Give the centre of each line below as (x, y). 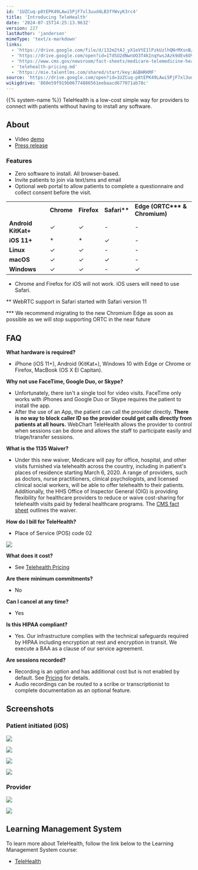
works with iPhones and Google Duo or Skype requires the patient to (98, 399)
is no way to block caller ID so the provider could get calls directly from (103, 418)
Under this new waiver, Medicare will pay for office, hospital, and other (100, 460)
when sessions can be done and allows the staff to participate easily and (103, 430)
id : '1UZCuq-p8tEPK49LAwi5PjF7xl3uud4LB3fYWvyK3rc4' (72, 12)
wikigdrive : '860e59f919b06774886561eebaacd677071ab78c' (77, 83)
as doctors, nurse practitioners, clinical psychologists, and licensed (96, 478)
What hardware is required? (41, 352)
